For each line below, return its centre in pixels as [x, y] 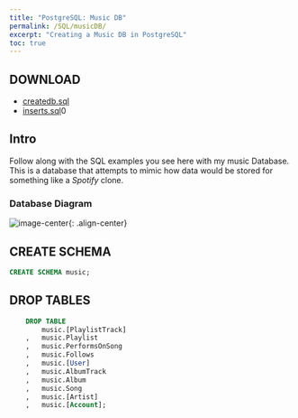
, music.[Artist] [62, 397]
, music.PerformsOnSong [74, 347]
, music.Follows [60, 355]
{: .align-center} [98, 223]
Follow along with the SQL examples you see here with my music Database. [149, 161]
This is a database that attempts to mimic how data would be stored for [141, 170]
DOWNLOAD [45, 79]
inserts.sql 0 [44, 111]
